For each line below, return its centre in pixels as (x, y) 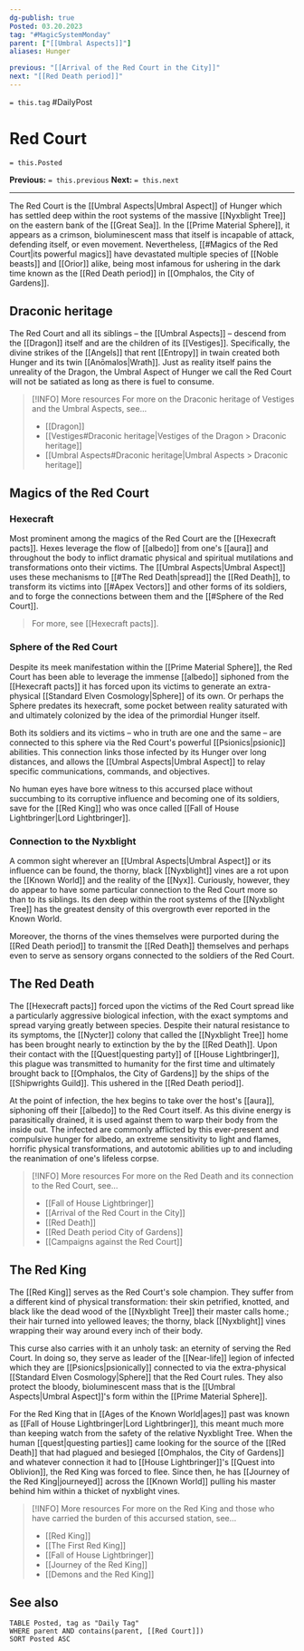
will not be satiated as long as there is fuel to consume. (112, 381)
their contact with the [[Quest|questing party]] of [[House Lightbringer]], (144, 1054)
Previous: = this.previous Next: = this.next (94, 180)
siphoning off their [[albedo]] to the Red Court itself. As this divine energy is (150, 1110)
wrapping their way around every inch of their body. (106, 1330)
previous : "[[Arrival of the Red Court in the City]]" (115, 68)
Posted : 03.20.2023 (46, 26)
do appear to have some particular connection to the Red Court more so (143, 889)
